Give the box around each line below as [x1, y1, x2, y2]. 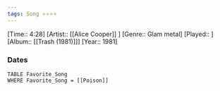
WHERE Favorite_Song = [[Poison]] [7, 77, 109, 84]
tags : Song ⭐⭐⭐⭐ [7, 10, 58, 18]
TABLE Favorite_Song [7, 71, 68, 78]
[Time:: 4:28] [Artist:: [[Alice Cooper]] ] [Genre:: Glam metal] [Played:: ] [7, 30, 214, 38]
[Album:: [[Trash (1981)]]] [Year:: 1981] [7, 37, 118, 46]
